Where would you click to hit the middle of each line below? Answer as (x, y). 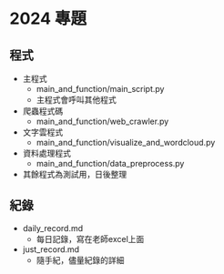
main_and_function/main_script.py (100, 89)
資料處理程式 (46, 153)
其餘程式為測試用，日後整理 (75, 174)
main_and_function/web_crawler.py (102, 121)
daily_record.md (53, 228)
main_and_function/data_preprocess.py (110, 163)
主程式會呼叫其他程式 (76, 100)
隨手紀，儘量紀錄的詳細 (80, 259)
